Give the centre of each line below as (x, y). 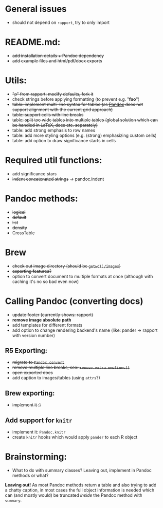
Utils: (16, 81)
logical (19, 212)
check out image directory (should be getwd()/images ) (66, 266)
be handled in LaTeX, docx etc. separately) (55, 125)
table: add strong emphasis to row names (54, 130)
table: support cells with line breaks (48, 114)
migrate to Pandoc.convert (38, 362)
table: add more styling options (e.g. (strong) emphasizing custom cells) (84, 135)
